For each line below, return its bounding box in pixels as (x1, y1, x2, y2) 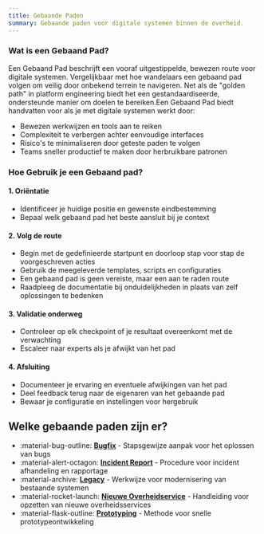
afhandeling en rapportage (19, 466, 108, 476)
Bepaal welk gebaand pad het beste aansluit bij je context (19, 212, 210, 222)
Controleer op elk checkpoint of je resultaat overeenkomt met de (19, 327, 233, 336)
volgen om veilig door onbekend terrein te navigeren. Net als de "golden (8, 80, 246, 90)
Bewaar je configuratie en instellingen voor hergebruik (19, 396, 199, 406)
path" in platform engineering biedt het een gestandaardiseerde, (8, 88, 220, 98)
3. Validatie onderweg (8, 308, 83, 319)
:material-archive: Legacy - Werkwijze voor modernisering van (19, 475, 227, 485)
